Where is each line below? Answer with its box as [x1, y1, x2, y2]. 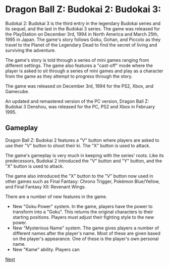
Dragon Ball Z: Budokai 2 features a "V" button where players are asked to [5, 137, 160, 143]
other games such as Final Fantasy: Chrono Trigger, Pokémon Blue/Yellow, [5, 178, 160, 184]
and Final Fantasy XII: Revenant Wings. [5, 183, 86, 189]
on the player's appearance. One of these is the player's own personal [12, 236, 159, 242]
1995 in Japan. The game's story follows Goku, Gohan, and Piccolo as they [5, 36, 161, 43]
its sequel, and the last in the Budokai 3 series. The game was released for [5, 25, 160, 31]
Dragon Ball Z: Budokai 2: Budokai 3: [5, 4, 161, 15]
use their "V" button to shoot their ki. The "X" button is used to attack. [5, 142, 150, 148]
